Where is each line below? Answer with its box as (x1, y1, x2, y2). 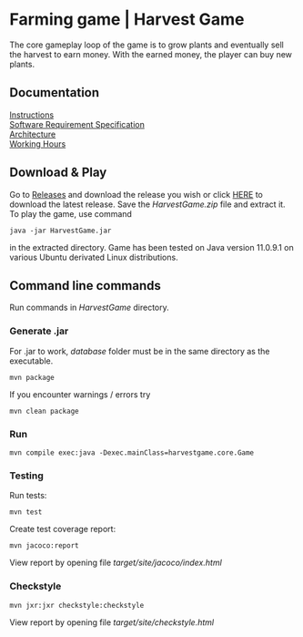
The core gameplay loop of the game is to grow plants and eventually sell (9, 39, 285, 50)
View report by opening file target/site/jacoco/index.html (9, 557, 223, 569)
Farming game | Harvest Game (9, 9, 245, 30)
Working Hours (9, 138, 66, 149)
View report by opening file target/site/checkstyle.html (9, 616, 215, 628)
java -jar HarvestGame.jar (9, 226, 112, 235)
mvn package (9, 373, 55, 382)
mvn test (9, 508, 43, 517)
